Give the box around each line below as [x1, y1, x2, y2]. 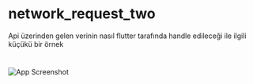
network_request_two [8, 5, 156, 23]
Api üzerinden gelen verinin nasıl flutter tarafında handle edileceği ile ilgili [8, 31, 247, 40]
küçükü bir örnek [8, 39, 64, 48]
